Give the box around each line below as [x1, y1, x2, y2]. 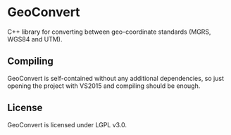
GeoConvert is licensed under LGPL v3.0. [7, 120, 127, 129]
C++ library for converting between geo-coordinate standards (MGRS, [7, 27, 211, 36]
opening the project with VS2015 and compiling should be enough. [7, 82, 201, 90]
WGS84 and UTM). [7, 34, 63, 43]
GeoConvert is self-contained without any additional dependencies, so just [7, 74, 224, 82]
